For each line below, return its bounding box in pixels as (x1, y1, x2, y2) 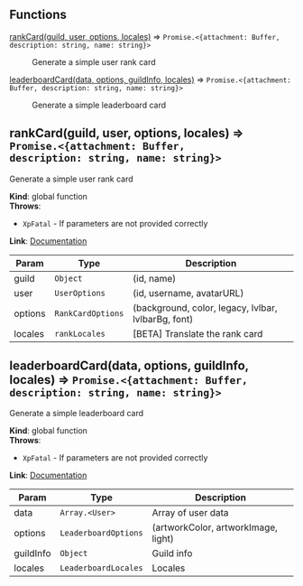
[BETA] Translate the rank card (132, 327, 263, 340)
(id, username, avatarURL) (132, 286, 244, 299)
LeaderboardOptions (60, 528, 143, 538)
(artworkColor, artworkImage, (151, 521, 278, 534)
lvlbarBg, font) (132, 312, 194, 325)
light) (151, 533, 174, 545)
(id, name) (132, 272, 177, 284)
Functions (9, 7, 68, 23)
